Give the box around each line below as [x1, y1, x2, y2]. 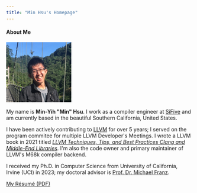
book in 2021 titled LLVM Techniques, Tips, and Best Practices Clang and [6, 139, 185, 146]
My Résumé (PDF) [6, 181, 51, 188]
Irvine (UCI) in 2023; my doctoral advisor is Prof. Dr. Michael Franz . [6, 169, 170, 176]
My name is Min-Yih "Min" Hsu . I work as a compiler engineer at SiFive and [6, 108, 191, 115]
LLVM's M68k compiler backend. [6, 151, 87, 158]
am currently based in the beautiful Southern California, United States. [6, 114, 177, 121]
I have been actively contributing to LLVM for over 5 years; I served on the [6, 126, 187, 133]
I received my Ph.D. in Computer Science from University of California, [6, 163, 178, 170]
